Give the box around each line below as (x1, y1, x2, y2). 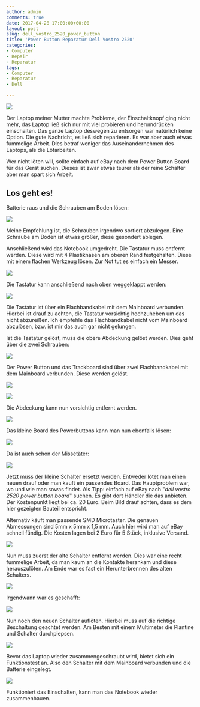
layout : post (6, 25, 39, 32)
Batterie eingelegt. (6, 665, 52, 673)
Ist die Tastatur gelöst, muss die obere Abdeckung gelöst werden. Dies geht (6, 334, 193, 341)
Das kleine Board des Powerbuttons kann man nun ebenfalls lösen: (6, 427, 172, 434)
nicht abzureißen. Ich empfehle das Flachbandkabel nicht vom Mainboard (6, 316, 187, 323)
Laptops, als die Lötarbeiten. (6, 147, 77, 153)
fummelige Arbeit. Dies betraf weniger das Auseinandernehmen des (6, 140, 174, 147)
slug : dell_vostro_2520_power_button (6, 31, 101, 37)
